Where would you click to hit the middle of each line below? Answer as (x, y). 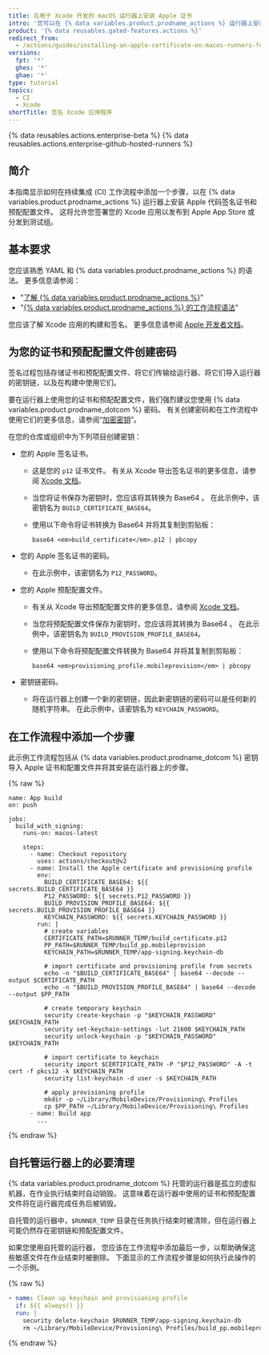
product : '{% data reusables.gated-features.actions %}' (105, 30)
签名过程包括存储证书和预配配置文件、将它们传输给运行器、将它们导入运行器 (134, 372)
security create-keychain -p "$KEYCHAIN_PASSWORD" (130, 1015)
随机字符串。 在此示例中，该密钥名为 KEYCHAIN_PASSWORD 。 (128, 709)
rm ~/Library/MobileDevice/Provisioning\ (92, 1328)
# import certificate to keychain (101, 1058)
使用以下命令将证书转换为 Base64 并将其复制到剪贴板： (124, 525)
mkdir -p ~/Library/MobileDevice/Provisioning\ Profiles (141, 1100)
